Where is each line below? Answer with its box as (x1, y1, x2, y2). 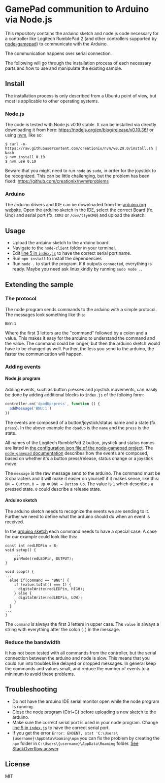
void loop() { (5, 569, 34, 574)
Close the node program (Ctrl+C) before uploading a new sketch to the (12, 709, 157, 715)
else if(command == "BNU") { (9, 578, 69, 583)
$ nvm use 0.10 (5, 159, 36, 164)
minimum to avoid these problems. (5, 671, 75, 677)
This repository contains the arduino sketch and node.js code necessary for (5, 30, 159, 36)
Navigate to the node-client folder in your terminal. (12, 245, 116, 251)
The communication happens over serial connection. (5, 50, 112, 56)
